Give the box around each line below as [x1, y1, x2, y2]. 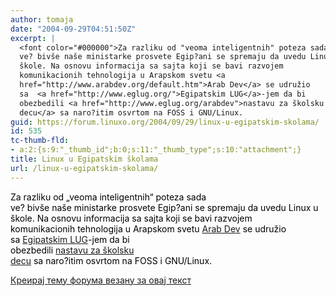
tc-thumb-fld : [10, 136, 70, 146]
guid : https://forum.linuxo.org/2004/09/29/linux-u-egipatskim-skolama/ [10, 117, 320, 127]
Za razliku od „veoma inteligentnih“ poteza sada [10, 191, 207, 203]
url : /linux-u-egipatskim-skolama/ [10, 163, 159, 173]
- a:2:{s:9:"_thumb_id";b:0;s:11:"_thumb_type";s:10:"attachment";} [10, 145, 302, 155]
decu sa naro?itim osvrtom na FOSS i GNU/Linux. [10, 254, 213, 266]
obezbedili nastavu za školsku [10, 244, 135, 256]
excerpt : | [10, 33, 56, 43]
